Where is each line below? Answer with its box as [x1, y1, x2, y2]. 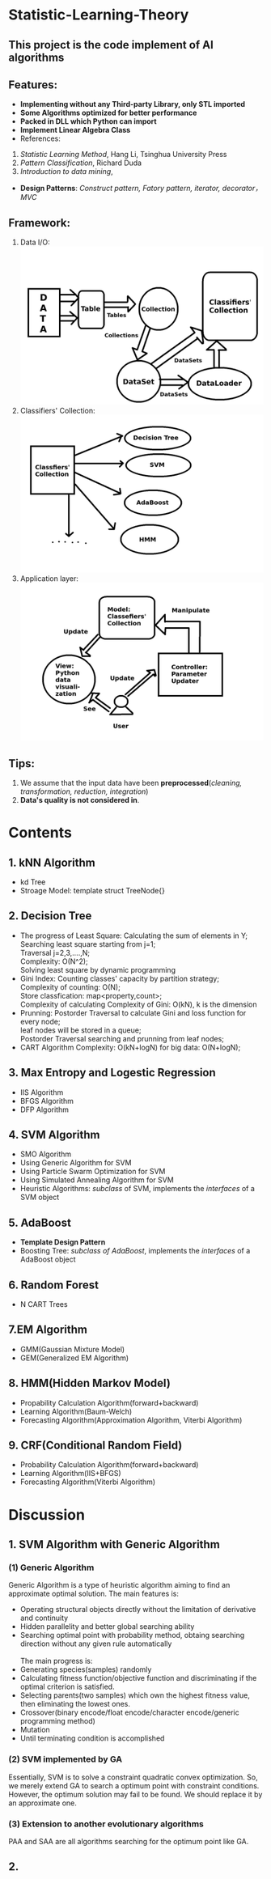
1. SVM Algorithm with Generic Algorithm [8, 1538, 220, 1551]
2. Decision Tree [8, 909, 92, 923]
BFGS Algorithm [19, 1096, 74, 1105]
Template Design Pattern [19, 1237, 106, 1247]
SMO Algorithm [19, 1149, 72, 1159]
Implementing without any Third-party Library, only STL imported [19, 100, 245, 109]
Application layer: [19, 573, 79, 583]
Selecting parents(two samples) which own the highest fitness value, [19, 1690, 251, 1700]
